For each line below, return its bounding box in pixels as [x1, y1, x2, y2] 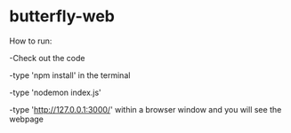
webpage [9, 113, 44, 124]
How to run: [9, 35, 53, 46]
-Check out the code [9, 52, 86, 63]
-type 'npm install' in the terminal [9, 69, 131, 81]
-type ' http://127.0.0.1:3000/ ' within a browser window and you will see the [9, 104, 282, 114]
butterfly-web [9, 6, 116, 27]
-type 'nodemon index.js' [9, 87, 102, 98]
